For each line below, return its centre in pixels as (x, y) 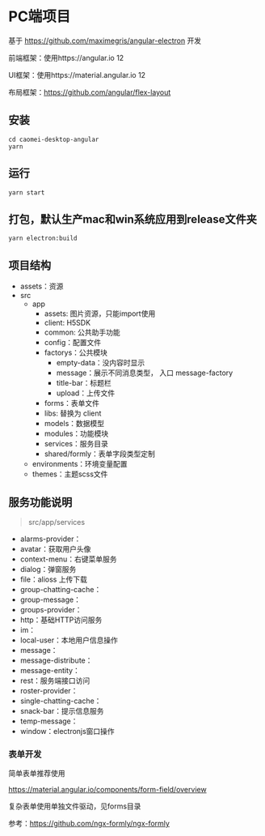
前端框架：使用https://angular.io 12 (66, 58)
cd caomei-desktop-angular (54, 139)
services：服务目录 (76, 444)
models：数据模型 (74, 424)
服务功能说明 (40, 502)
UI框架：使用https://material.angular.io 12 (77, 75)
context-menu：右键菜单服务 (68, 559)
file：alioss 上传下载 (53, 579)
